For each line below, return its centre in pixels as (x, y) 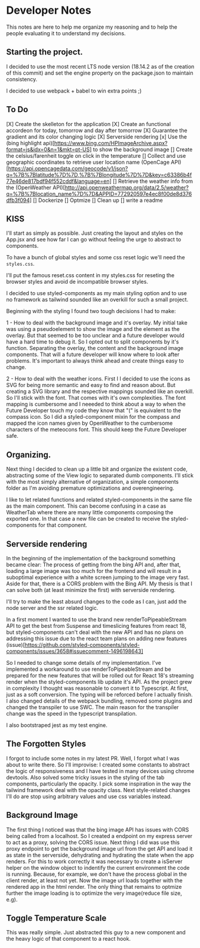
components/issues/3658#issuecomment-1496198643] (75, 651)
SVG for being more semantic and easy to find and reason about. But (91, 385)
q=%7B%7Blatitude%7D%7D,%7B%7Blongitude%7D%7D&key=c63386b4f (99, 174)
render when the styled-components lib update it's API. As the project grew (99, 682)
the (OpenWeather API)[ (36, 187)
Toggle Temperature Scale (56, 918)
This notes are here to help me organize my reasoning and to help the (92, 27)
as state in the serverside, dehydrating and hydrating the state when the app (100, 855)
